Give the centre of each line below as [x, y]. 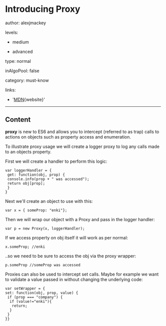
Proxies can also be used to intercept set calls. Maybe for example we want [82, 274]
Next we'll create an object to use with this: [49, 201]
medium [21, 42]
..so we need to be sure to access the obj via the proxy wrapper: [71, 256]
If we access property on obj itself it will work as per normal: [67, 237]
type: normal [18, 61]
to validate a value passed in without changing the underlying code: [74, 279]
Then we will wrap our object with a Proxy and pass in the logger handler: [80, 219]
